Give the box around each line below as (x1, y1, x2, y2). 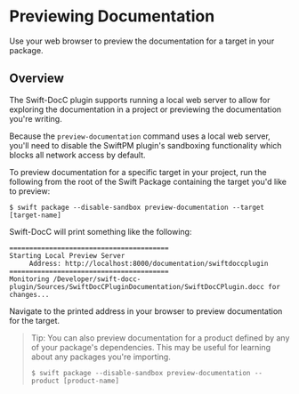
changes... (9, 290, 50, 299)
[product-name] (63, 376, 120, 385)
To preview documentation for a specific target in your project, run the (9, 166, 267, 177)
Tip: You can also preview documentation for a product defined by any (30, 332, 290, 343)
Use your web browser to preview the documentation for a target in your (9, 36, 275, 46)
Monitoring (9, 274, 50, 284)
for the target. (9, 315, 61, 326)
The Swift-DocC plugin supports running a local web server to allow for (9, 94, 271, 105)
